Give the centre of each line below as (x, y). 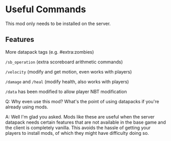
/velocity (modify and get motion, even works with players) (69, 72)
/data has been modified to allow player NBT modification (66, 91)
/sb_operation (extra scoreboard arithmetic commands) (64, 62)
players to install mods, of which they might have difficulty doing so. (77, 133)
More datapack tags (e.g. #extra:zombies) (50, 52)
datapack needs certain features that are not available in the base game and (86, 122)
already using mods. (27, 107)
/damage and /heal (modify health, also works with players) (67, 81)
